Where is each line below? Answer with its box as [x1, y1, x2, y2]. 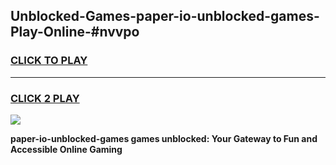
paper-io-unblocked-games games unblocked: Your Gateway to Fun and [10, 132, 318, 144]
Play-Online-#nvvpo [10, 24, 140, 41]
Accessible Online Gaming [10, 143, 123, 155]
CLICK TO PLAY [10, 54, 88, 68]
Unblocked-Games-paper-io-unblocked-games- [10, 8, 320, 25]
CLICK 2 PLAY [10, 91, 80, 105]
